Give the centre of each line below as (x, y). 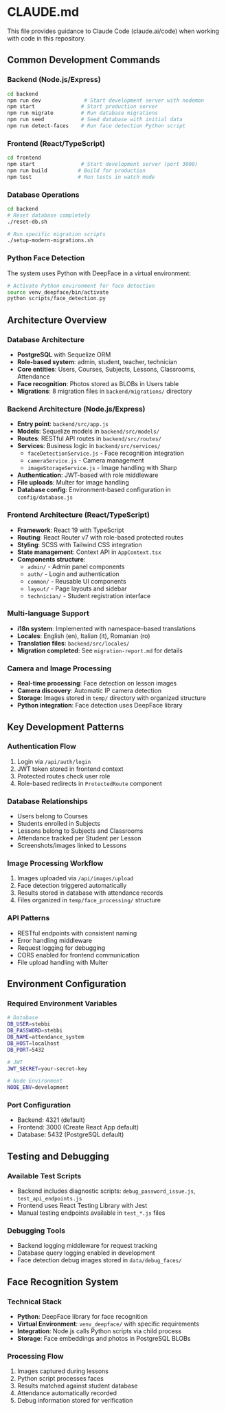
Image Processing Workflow (55, 863)
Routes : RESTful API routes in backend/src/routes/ (89, 438)
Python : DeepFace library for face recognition (82, 1317)
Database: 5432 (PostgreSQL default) (70, 1135)
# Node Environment (35, 1081)
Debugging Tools (36, 1231)
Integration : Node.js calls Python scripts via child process (99, 1331)
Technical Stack (34, 1302)
